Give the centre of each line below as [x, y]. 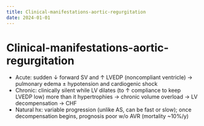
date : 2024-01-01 [28, 18]
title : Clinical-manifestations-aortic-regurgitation [76, 12]
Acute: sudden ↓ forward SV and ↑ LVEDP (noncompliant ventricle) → [104, 77]
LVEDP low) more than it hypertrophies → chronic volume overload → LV [106, 97]
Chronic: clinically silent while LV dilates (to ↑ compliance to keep [98, 90]
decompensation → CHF [46, 103]
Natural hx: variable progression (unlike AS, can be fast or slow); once [103, 110]
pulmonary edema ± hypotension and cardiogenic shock [86, 84]
